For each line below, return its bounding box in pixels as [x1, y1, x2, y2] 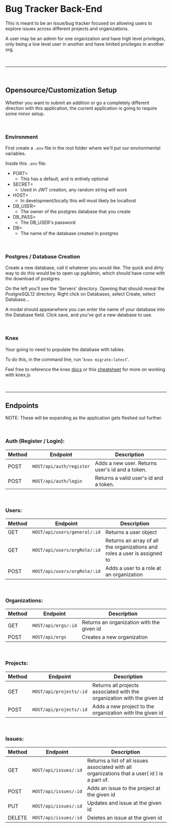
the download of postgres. [5, 276, 61, 282]
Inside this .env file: [5, 160, 47, 167]
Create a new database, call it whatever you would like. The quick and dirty [5, 265, 164, 271]
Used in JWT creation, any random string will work [20, 187, 127, 193]
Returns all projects [92, 681, 139, 688]
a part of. [87, 776, 109, 783]
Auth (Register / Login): [5, 437, 65, 445]
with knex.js [5, 372, 31, 378]
